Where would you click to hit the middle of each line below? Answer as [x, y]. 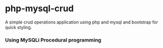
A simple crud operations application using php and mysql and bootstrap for [81, 22]
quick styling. [19, 27]
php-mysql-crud [40, 9]
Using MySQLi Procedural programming [53, 40]
